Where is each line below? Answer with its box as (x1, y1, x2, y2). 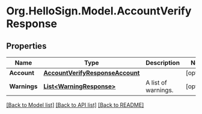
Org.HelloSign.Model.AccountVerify (6, 4, 192, 18)
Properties (6, 41, 47, 51)
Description (145, 59, 180, 67)
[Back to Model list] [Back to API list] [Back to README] (6, 101, 144, 109)
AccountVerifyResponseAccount (43, 69, 140, 77)
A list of (145, 79, 167, 86)
